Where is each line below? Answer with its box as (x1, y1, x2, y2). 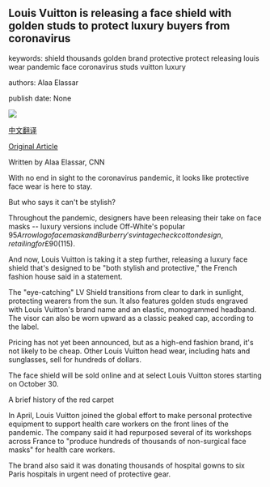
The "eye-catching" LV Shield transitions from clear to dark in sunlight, (8, 287, 244, 297)
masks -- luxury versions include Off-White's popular (8, 221, 186, 231)
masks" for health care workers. (8, 445, 116, 455)
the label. (8, 322, 40, 331)
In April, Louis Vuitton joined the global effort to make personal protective (8, 410, 252, 420)
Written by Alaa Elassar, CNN (8, 157, 105, 167)
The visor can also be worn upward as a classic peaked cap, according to (8, 313, 254, 323)
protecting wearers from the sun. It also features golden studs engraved (8, 296, 248, 305)
